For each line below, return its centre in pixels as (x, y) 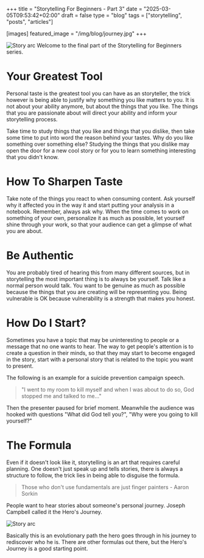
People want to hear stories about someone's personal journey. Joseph (96, 505)
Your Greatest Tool (55, 77)
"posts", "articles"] (30, 22)
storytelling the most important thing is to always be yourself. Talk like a (96, 279)
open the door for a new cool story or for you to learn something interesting (101, 150)
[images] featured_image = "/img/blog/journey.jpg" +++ (77, 34)
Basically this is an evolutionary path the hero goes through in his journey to (101, 535)
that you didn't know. (33, 157)
